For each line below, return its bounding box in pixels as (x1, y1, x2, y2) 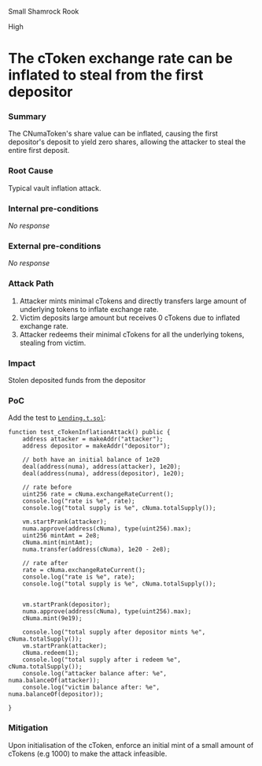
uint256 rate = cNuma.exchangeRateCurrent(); (22, 490, 175, 499)
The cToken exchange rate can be (8, 50, 234, 68)
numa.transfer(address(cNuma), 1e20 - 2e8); (22, 545, 171, 554)
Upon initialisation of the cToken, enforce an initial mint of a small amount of (8, 740, 254, 749)
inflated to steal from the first (8, 66, 204, 84)
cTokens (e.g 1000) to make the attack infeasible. (8, 749, 168, 758)
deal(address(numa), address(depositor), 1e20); (22, 470, 185, 478)
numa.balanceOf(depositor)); (8, 690, 104, 698)
